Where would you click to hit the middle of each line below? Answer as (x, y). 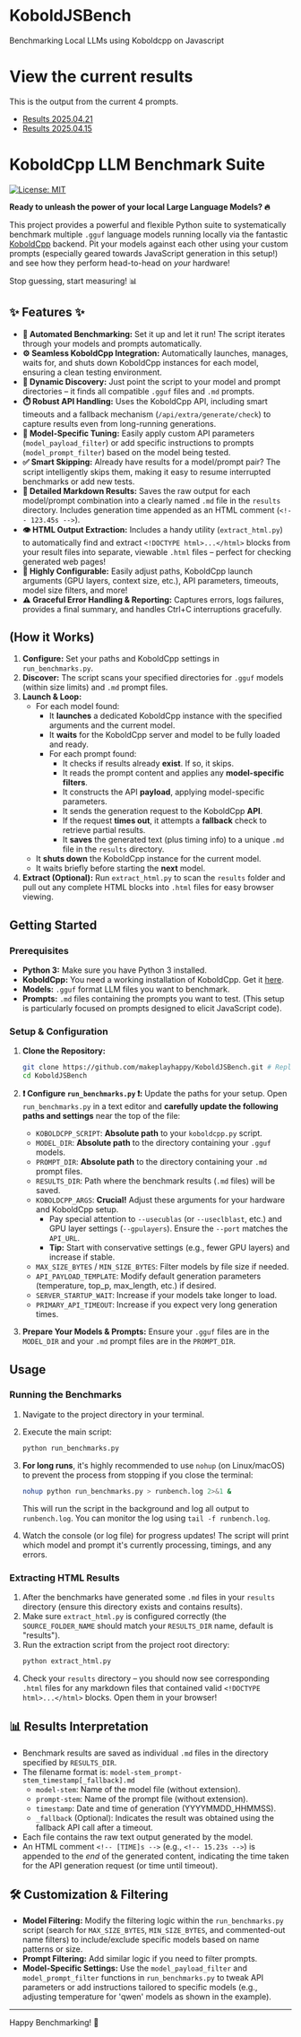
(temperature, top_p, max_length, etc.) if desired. (126, 1286)
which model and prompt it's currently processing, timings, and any (146, 1545)
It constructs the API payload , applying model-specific (163, 792)
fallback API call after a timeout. (95, 1827)
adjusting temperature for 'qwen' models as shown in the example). (146, 1997)
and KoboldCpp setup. (77, 1209)
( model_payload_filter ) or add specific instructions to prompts (138, 442)
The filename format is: (65, 1772)
